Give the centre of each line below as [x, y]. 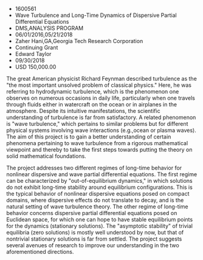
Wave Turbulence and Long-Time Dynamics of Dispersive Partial [96, 15]
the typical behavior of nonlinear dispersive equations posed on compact [98, 193]
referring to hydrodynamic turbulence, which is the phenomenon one [93, 91]
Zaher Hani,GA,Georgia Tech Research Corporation [79, 41]
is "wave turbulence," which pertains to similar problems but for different [97, 124]
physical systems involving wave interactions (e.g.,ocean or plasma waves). [101, 130]
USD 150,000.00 [36, 67]
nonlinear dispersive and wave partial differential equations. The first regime [102, 174]
